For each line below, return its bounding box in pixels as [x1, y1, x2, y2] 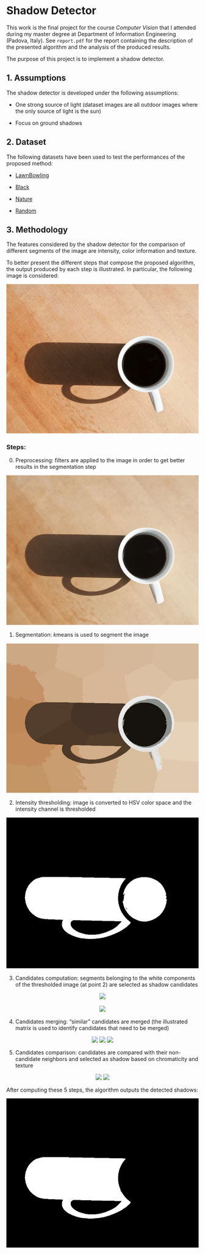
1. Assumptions [6, 73, 66, 83]
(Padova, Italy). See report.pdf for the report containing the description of [6, 37, 193, 44]
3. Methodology [6, 224, 68, 235]
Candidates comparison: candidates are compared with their [15, 1048, 168, 1056]
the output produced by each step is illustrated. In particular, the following [6, 266, 192, 273]
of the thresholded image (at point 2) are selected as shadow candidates [15, 980, 198, 988]
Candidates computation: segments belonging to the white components [15, 974, 195, 982]
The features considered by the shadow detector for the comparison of [6, 241, 185, 248]
